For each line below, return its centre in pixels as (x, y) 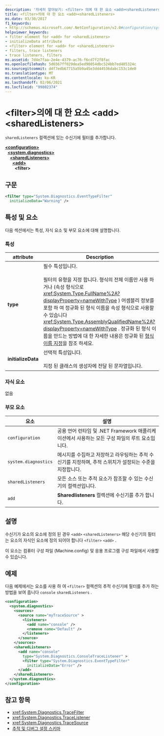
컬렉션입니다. (82, 486)
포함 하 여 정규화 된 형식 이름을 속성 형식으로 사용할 (99, 308)
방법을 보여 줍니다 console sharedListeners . (49, 593)
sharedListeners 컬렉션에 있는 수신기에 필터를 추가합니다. (61, 138)
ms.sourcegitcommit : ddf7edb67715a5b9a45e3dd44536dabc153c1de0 (71, 69)
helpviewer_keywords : (27, 32)
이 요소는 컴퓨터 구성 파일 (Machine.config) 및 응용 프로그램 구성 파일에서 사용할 (82, 550)
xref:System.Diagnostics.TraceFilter (48, 712)
